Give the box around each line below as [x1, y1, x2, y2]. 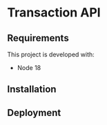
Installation [7, 84, 57, 95]
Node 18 [17, 64, 41, 71]
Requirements [7, 32, 69, 44]
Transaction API [7, 5, 101, 21]
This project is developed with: [7, 50, 95, 58]
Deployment [7, 106, 61, 118]
